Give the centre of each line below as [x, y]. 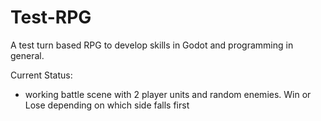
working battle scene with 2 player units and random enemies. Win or [168, 94]
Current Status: [41, 75]
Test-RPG [51, 17]
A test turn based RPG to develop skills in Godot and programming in [152, 45]
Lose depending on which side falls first [107, 105]
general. [27, 55]
